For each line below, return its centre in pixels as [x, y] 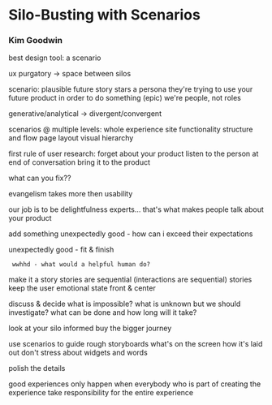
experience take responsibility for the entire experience [101, 393]
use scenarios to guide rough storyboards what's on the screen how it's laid [136, 344]
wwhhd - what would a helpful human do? [81, 265]
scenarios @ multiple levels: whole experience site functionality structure [131, 129]
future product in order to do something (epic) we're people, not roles [125, 98]
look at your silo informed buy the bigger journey [90, 328]
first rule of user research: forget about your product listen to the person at [134, 154]
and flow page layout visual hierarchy [71, 138]
